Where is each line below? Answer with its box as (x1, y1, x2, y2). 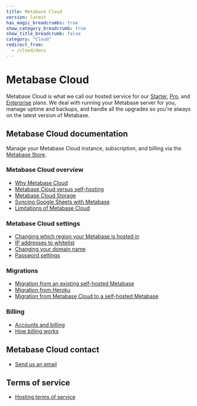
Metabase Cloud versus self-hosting (14, 185, 104, 193)
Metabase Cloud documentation (6, 129, 128, 139)
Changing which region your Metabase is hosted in (14, 233, 139, 240)
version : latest (6, 14, 46, 20)
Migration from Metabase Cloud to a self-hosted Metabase (14, 292, 159, 300)
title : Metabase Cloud (6, 8, 62, 15)
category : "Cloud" (6, 36, 52, 42)
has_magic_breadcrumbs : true (6, 20, 78, 26)
